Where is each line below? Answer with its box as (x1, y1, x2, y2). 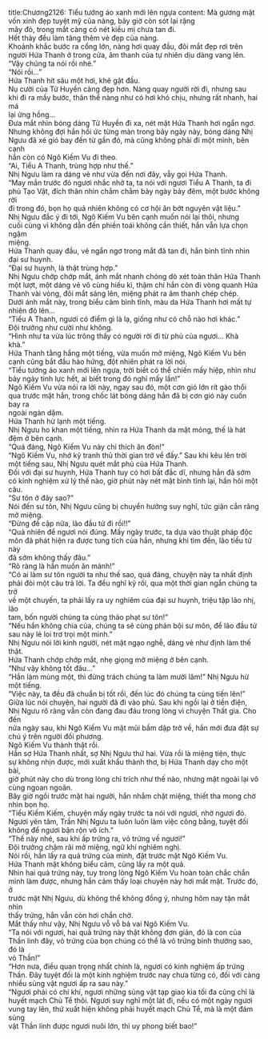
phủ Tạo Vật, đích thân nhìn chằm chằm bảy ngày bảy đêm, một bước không (8, 187, 260, 196)
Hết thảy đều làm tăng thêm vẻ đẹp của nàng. (8, 33, 159, 42)
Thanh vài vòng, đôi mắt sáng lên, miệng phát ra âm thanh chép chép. (8, 289, 239, 298)
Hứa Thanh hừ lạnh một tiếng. (8, 417, 106, 426)
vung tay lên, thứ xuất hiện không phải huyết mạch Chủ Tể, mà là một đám (8, 1005, 254, 1013)
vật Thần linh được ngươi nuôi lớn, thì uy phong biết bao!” (8, 1021, 198, 1030)
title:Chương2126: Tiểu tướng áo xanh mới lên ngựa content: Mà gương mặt (8, 8, 255, 17)
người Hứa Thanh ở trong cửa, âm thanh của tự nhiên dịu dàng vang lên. (8, 51, 246, 59)
